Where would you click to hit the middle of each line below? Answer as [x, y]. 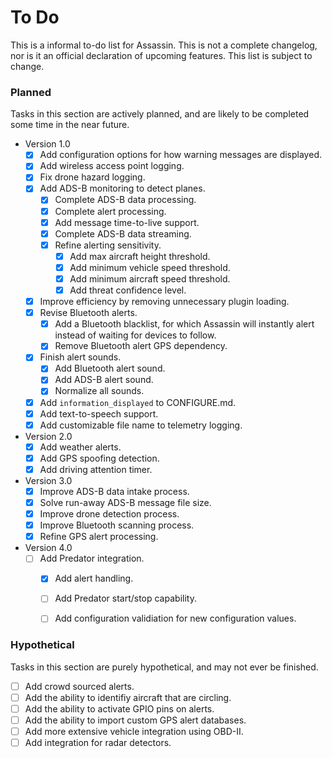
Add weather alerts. [80, 447]
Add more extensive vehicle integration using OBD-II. [134, 732]
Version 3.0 [48, 480]
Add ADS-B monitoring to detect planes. [122, 188]
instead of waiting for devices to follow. [135, 335]
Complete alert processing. [110, 211]
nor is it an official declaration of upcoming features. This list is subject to [161, 55]
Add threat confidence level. [128, 290]
